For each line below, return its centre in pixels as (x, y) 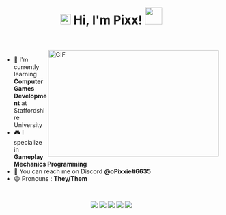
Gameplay (28, 156)
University (28, 125)
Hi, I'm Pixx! (108, 20)
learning (25, 74)
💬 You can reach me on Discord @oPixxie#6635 (82, 171)
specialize (28, 142)
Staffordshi (29, 110)
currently (26, 67)
